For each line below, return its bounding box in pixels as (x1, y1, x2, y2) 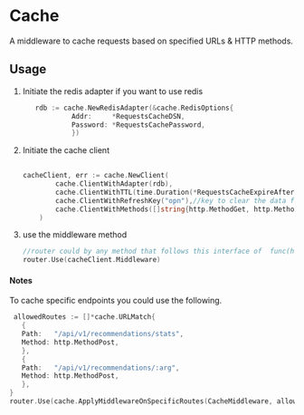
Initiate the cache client (22, 145, 110, 156)
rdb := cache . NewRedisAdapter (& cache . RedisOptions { (34, 103, 234, 112)
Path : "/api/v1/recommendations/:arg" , (21, 363, 180, 372)
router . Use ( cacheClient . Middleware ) (22, 256, 161, 265)
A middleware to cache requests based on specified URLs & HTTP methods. (9, 35, 294, 46)
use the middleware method (22, 229, 128, 240)
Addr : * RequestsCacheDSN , (71, 111, 185, 121)
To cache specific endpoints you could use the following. (9, 295, 223, 306)
